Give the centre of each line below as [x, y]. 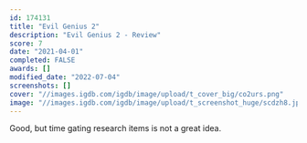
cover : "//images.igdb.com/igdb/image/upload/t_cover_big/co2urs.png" [147, 94]
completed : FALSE [42, 60]
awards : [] [30, 69]
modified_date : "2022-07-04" [65, 77]
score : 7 [26, 43]
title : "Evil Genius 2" [55, 26]
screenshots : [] [40, 86]
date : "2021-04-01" [47, 52]
